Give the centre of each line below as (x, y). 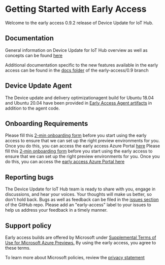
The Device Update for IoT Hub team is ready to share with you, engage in (81, 189)
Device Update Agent (39, 86)
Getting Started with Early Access (76, 9)
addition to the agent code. (33, 108)
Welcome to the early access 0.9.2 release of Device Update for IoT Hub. (79, 23)
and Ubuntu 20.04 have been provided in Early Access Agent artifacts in (79, 103)
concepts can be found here (34, 55)
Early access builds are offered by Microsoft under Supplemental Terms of (81, 237)
